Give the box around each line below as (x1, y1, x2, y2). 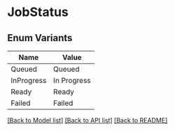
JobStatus (7, 4, 69, 20)
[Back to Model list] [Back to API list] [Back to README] (7, 116, 168, 124)
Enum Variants (7, 32, 73, 44)
